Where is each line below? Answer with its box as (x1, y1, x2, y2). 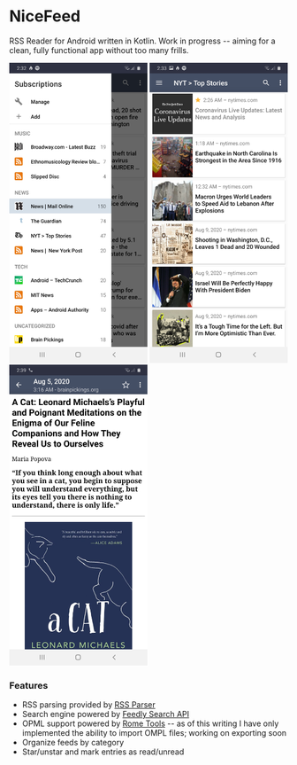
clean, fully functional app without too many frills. (9, 44, 189, 55)
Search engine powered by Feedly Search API (21, 708, 190, 719)
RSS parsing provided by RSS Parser (21, 699, 156, 710)
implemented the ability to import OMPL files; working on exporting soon (21, 727, 287, 738)
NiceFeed (9, 6, 81, 27)
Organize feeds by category (21, 737, 125, 747)
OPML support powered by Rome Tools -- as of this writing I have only (21, 718, 279, 729)
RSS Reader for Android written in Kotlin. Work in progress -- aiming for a (9, 35, 276, 46)
